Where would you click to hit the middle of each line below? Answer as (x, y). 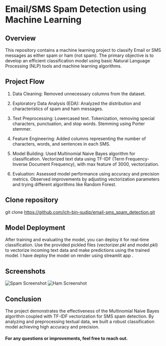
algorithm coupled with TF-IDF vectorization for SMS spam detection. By (80, 316)
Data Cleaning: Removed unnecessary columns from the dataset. (79, 94)
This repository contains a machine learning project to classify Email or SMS (83, 50)
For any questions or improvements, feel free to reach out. (67, 338)
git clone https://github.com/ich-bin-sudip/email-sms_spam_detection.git (80, 212)
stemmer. (22, 129)
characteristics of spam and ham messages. (58, 109)
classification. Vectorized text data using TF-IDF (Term (68, 159)
